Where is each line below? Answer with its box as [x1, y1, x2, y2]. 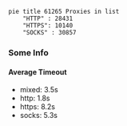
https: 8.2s [19, 102, 56, 112]
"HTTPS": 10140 [22, 22, 73, 30]
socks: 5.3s [19, 111, 58, 120]
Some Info [8, 47, 50, 58]
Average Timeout [8, 67, 67, 76]
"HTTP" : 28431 [22, 14, 73, 22]
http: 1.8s [19, 93, 50, 104]
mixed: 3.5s [19, 85, 58, 95]
